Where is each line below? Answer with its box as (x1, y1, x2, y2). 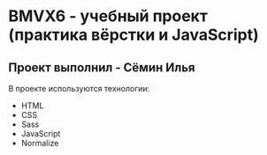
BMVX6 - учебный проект (8, 6, 209, 26)
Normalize (20, 138, 59, 148)
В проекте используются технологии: (8, 84, 150, 93)
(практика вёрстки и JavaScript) (8, 25, 260, 45)
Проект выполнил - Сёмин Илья (8, 60, 195, 75)
